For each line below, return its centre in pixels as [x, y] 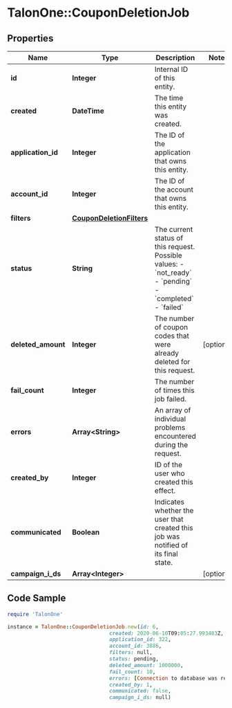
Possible [168, 255]
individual [170, 419]
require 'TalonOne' [35, 614]
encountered [175, 436]
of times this [174, 390]
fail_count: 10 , [133, 672]
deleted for [172, 362]
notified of [171, 545]
